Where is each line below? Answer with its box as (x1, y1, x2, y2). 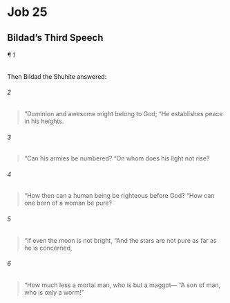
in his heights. (23, 117, 64, 125)
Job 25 (7, 4, 48, 20)
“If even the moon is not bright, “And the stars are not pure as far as (23, 236, 217, 244)
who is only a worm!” (23, 288, 84, 296)
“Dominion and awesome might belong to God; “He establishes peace (23, 109, 223, 118)
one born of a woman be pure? (23, 199, 113, 208)
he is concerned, (23, 244, 73, 252)
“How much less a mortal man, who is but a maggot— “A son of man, (23, 281, 221, 289)
